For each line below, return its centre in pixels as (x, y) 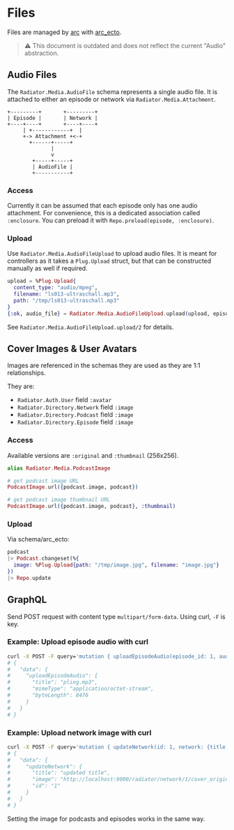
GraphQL (27, 600)
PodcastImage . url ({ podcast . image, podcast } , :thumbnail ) (92, 507)
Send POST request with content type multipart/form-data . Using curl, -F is (116, 616)
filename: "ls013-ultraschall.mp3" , (67, 294)
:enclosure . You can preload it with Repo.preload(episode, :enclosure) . (111, 220)
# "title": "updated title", (59, 773)
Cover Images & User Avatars (72, 349)
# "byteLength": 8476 (48, 695)
